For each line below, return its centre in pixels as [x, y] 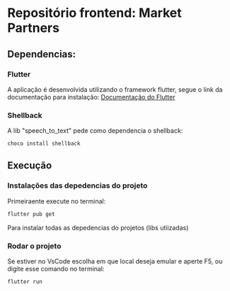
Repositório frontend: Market [94, 13]
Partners [34, 28]
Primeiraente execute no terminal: [57, 201]
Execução [30, 166]
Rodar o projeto [34, 246]
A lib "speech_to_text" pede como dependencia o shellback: [95, 131]
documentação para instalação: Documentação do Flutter [91, 97]
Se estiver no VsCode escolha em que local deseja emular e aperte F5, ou [115, 261]
